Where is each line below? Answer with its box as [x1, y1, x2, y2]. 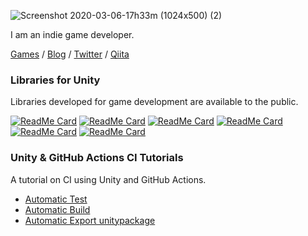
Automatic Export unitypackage [24, 214, 156, 226]
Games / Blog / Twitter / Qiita [10, 48, 130, 60]
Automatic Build [24, 203, 91, 215]
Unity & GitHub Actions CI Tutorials [10, 151, 184, 165]
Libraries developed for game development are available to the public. [10, 96, 299, 108]
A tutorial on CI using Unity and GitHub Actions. [10, 173, 207, 185]
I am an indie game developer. [10, 29, 135, 40]
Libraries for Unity [10, 73, 101, 87]
